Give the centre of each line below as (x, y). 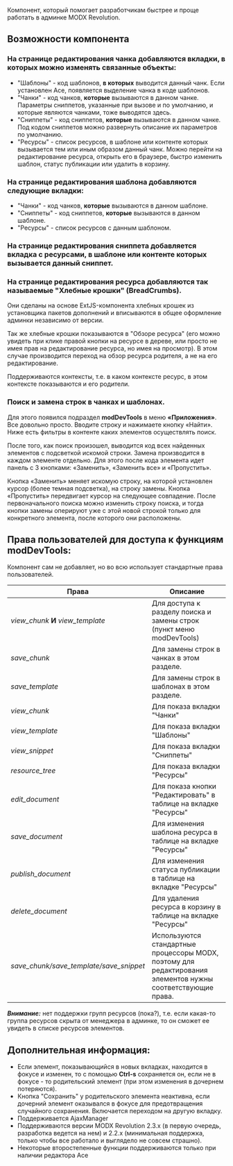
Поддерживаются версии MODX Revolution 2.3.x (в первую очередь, (119, 1126)
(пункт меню (173, 630)
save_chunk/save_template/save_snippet (78, 966)
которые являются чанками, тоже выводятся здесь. (94, 112)
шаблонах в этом (181, 686)
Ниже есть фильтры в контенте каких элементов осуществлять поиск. (112, 432)
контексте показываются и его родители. (69, 384)
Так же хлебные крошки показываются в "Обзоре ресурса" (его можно (114, 334)
